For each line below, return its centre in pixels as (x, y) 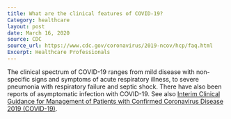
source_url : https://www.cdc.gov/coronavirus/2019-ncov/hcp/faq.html (110, 46)
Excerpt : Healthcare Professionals (59, 53)
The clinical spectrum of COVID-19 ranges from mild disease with (101, 72)
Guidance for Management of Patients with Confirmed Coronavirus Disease (115, 101)
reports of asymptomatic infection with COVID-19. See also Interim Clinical (114, 93)
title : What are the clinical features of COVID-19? (85, 13)
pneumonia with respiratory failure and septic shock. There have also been (114, 86)
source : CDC (24, 39)
